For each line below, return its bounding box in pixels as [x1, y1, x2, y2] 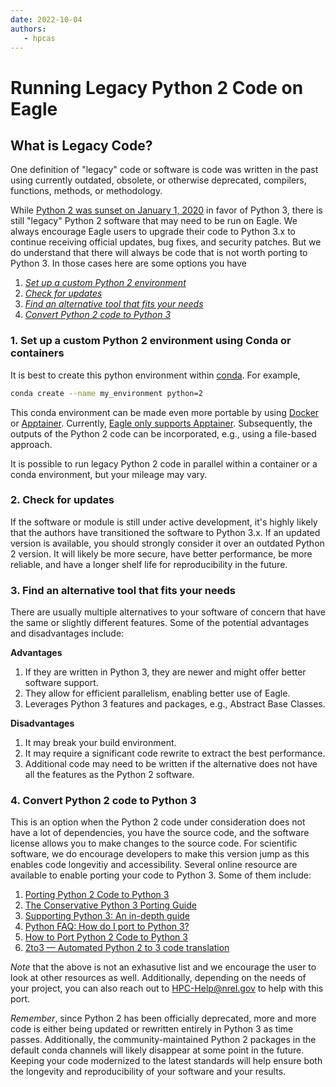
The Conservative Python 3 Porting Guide [24, 899, 197, 911]
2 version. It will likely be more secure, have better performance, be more [10, 547, 313, 560]
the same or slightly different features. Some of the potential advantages [10, 617, 310, 629]
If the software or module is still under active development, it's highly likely [10, 516, 318, 528]
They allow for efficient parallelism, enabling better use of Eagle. [24, 687, 291, 700]
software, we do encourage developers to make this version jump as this [10, 848, 310, 860]
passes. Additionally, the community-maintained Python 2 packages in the [10, 1034, 317, 1046]
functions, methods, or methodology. [10, 185, 163, 197]
